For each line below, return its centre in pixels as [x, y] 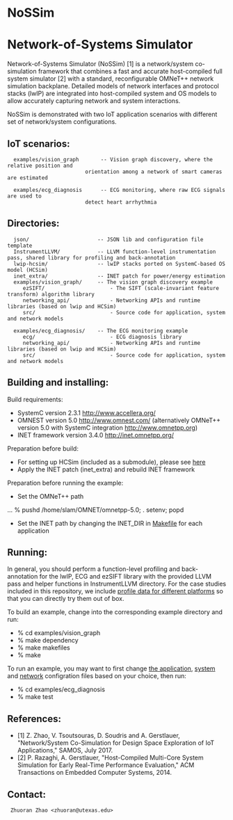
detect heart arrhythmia [121, 202]
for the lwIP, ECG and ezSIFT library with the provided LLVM [126, 577]
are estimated [28, 178]
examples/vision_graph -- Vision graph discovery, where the [113, 159]
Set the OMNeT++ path [50, 496]
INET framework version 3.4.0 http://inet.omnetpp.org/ [95, 435]
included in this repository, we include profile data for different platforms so [115, 591]
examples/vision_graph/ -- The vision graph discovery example [113, 282]
